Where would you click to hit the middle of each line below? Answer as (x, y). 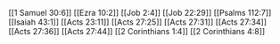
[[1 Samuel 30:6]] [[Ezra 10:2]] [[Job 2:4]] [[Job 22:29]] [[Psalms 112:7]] (140, 13)
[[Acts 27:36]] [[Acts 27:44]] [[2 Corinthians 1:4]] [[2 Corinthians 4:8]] (137, 31)
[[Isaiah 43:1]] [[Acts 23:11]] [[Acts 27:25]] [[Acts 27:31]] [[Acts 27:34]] (138, 22)
